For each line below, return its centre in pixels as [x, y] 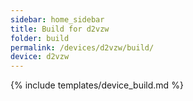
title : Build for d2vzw [60, 29]
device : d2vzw [40, 57]
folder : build [40, 38]
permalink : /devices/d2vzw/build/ [82, 47]
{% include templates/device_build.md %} [97, 85]
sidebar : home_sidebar [57, 19]
